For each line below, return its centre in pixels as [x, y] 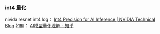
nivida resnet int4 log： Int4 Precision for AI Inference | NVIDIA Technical [80, 20]
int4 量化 [16, 7]
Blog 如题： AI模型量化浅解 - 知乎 [39, 26]
